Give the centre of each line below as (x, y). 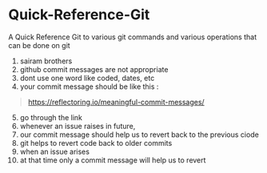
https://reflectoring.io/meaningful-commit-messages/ (116, 102)
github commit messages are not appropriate (94, 69)
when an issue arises (55, 151)
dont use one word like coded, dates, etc (87, 78)
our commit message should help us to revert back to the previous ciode (139, 135)
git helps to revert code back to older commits (96, 143)
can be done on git (39, 45)
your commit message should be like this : (89, 86)
